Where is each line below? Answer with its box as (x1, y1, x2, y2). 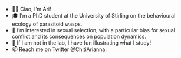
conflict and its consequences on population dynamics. (11, 33, 146, 40)
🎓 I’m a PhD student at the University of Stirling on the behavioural (11, 12, 176, 19)
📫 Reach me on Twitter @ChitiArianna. (11, 46, 107, 53)
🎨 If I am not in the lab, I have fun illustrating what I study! (11, 39, 152, 46)
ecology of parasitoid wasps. (11, 21, 83, 28)
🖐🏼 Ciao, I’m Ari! (11, 6, 51, 12)
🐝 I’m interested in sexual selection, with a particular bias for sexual (11, 27, 176, 33)
